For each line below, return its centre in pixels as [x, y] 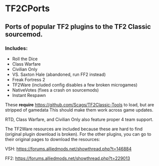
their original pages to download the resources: [53, 139]
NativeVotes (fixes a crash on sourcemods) [55, 90]
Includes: [16, 48]
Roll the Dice [25, 59]
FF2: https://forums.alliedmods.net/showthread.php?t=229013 [68, 158]
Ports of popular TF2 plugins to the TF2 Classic [78, 27]
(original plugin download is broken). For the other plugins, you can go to [78, 134]
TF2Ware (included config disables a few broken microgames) [75, 85]
